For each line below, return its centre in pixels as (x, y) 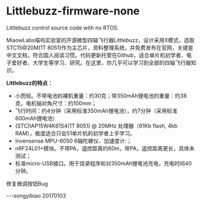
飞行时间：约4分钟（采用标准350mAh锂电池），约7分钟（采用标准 (96, 111)
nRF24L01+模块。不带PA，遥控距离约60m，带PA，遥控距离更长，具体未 (105, 148)
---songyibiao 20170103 (36, 195)
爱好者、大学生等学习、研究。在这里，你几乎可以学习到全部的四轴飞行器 (101, 63)
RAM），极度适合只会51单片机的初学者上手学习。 (75, 133)
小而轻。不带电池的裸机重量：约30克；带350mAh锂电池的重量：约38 (101, 96)
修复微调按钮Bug (27, 183)
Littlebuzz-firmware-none (73, 11)
